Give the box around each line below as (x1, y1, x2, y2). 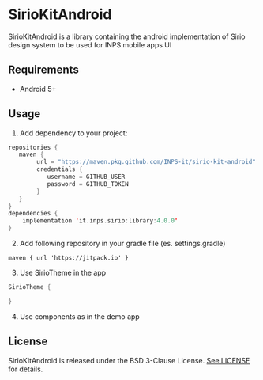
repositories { (8, 143, 58, 151)
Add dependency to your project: (19, 128, 128, 138)
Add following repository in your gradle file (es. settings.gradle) (19, 239, 226, 249)
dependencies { (8, 210, 58, 218)
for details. (8, 364, 43, 374)
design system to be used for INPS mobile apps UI (8, 40, 172, 49)
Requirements (8, 63, 79, 77)
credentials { (36, 165, 83, 173)
